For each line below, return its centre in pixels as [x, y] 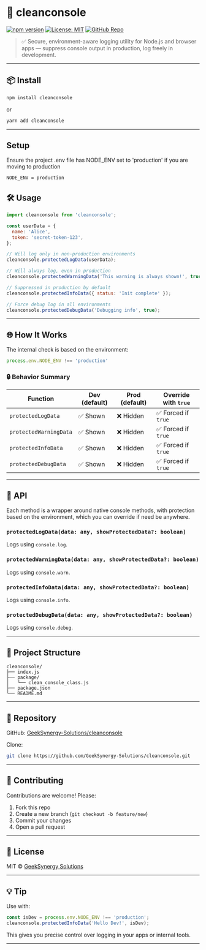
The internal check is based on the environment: [67, 350]
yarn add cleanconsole [35, 121]
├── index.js [23, 672]
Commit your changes [43, 820]
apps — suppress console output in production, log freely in [97, 48]
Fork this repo [33, 807]
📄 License [25, 852]
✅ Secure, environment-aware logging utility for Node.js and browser [109, 41]
